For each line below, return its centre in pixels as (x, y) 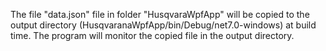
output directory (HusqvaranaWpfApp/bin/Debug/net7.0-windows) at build (163, 25)
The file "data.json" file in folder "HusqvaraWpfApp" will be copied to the (160, 14)
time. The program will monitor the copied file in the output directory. (152, 35)
